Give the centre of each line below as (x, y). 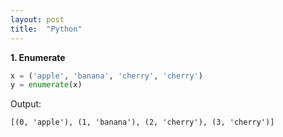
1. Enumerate (38, 57)
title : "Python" (46, 29)
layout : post (37, 19)
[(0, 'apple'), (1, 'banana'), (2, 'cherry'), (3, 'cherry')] (142, 122)
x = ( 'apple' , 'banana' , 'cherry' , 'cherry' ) (106, 76)
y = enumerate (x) (46, 85)
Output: (26, 104)
